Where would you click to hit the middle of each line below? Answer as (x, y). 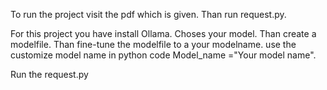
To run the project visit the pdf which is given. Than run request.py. (148, 14)
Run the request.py (49, 74)
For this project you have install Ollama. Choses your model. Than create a (163, 33)
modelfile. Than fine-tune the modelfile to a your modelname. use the (153, 44)
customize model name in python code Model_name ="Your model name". (163, 55)
